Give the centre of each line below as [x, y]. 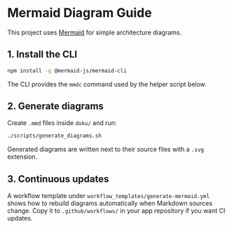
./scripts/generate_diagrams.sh [54, 136]
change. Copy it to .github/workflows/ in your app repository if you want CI [116, 211]
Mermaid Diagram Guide [80, 13]
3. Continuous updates [58, 179]
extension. [22, 157]
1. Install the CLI [42, 54]
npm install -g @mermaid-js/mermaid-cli [67, 71]
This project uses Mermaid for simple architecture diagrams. [95, 32]
